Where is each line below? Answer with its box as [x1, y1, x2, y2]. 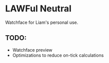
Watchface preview [12, 47, 52, 53]
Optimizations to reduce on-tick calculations [12, 52, 104, 58]
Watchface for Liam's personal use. [5, 19, 78, 25]
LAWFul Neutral [5, 3, 71, 14]
